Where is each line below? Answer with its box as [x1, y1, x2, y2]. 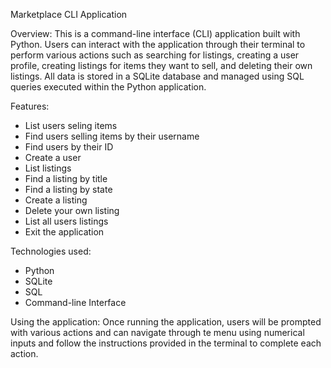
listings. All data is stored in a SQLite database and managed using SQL [10, 70, 305, 82]
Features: [10, 100, 50, 112]
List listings [24, 162, 72, 174]
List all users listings [24, 215, 109, 227]
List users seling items [24, 120, 118, 131]
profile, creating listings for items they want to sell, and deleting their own [10, 60, 313, 71]
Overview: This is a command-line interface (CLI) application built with [10, 28, 301, 39]
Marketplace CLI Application [10, 9, 128, 20]
